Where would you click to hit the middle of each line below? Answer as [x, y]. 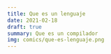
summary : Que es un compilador [53, 33]
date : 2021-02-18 [32, 20]
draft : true [24, 27]
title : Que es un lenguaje [46, 14]
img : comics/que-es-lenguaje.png [56, 40]
